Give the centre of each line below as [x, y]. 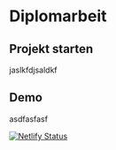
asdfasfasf [29, 119]
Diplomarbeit [58, 16]
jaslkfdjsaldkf [33, 70]
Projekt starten [51, 49]
